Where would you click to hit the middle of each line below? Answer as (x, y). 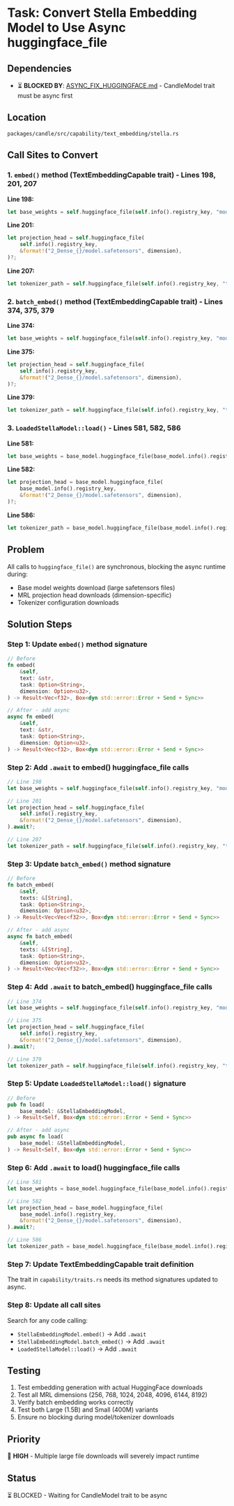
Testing (24, 1371)
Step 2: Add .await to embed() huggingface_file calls (98, 767)
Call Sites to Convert (53, 155)
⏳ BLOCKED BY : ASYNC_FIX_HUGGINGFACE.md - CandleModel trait (116, 86)
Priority (24, 1439)
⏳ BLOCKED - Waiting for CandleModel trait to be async (87, 1495)
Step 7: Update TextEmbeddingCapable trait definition (101, 1264)
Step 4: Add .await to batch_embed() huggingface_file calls (110, 987)
